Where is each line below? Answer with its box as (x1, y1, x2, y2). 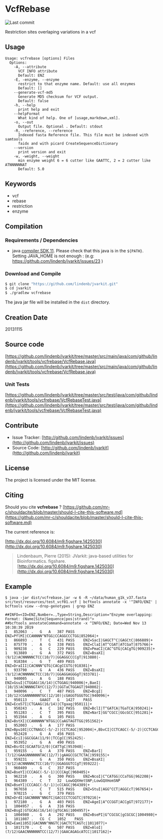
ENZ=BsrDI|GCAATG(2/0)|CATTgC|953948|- (5, 744, 86, 750)
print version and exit (17, 149, 66, 154)
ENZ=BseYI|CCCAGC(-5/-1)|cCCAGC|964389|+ (5, 783, 90, 787)
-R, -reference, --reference (14, 128, 73, 133)
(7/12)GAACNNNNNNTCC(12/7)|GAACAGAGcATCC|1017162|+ (5, 829, 112, 835)
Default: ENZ (17, 73, 45, 78)
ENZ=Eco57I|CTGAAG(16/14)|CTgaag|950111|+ (5, 702, 92, 707)
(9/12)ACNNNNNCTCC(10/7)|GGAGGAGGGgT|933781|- (5, 672, 101, 677)
